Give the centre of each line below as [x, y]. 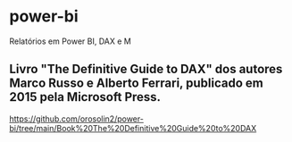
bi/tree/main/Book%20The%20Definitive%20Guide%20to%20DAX [133, 128]
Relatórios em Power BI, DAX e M [70, 41]
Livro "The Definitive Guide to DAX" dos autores [146, 69]
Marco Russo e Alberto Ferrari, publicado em [136, 84]
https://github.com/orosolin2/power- [77, 119]
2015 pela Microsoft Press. [85, 97]
